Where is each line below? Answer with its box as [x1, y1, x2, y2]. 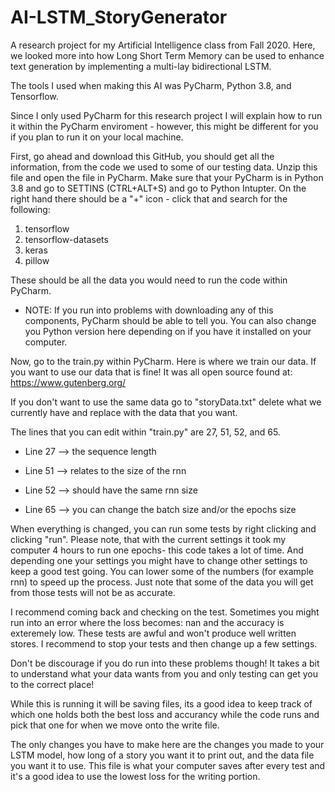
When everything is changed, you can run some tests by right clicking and [10, 522, 317, 535]
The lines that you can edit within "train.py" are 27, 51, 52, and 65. [10, 426, 281, 438]
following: [10, 203, 51, 215]
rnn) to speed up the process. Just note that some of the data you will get [10, 576, 314, 588]
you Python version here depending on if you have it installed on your [24, 325, 312, 337]
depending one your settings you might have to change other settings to [10, 554, 308, 566]
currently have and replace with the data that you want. [10, 406, 238, 418]
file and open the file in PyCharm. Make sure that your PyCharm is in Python [10, 171, 324, 183]
